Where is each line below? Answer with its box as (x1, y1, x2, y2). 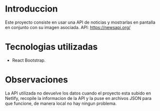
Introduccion (5, 3, 58, 14)
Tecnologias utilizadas (5, 42, 98, 53)
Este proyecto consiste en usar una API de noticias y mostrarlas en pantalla (5, 19, 156, 25)
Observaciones (5, 74, 68, 85)
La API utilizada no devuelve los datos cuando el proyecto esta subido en (5, 90, 151, 96)
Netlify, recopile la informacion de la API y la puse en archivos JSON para (5, 95, 152, 101)
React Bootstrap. (12, 57, 46, 63)
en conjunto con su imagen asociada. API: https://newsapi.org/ (5, 24, 131, 30)
